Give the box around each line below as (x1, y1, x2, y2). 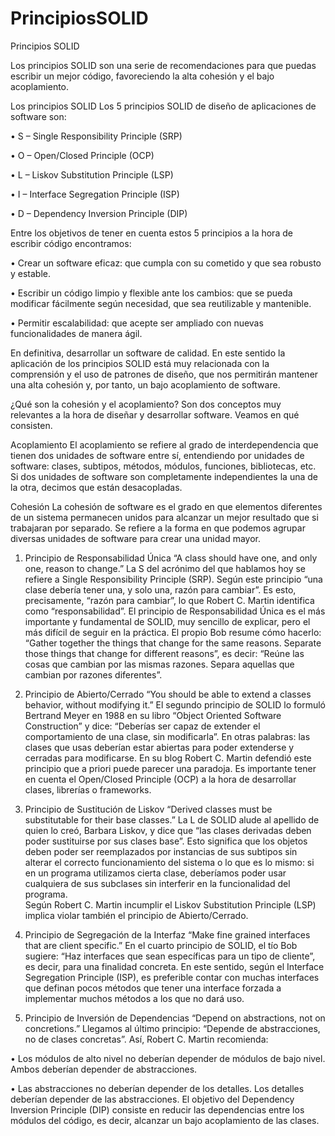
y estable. (10, 267, 52, 279)
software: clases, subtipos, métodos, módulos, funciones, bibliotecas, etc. (10, 460, 317, 472)
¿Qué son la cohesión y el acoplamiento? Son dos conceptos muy (10, 398, 282, 410)
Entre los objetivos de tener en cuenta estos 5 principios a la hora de (10, 227, 293, 239)
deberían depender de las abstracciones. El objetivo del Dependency (10, 1093, 295, 1105)
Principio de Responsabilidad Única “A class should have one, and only (24, 552, 318, 564)
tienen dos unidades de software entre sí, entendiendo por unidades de (10, 449, 305, 461)
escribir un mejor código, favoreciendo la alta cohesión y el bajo (10, 70, 275, 82)
